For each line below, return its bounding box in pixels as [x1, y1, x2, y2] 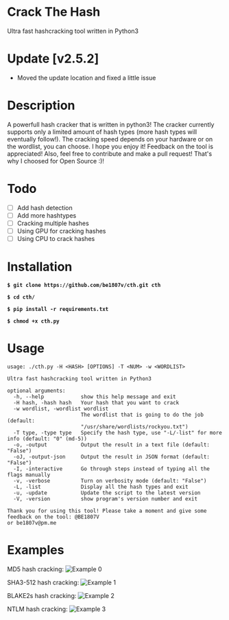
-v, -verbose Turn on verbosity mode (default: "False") [13, 477, 207, 484]
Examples [7, 542, 64, 558]
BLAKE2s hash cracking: [7, 591, 77, 599]
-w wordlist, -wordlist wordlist [13, 405, 109, 412]
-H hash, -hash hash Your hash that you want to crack [13, 399, 180, 406]
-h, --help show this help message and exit [13, 393, 176, 400]
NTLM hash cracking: [7, 605, 68, 613]
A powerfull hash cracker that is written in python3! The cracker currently [7, 120, 215, 128]
